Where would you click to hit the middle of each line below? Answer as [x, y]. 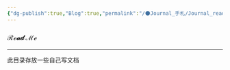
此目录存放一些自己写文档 [43, 60]
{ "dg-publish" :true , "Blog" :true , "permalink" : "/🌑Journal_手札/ [98, 13]
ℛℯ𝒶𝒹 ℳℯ [22, 37]
